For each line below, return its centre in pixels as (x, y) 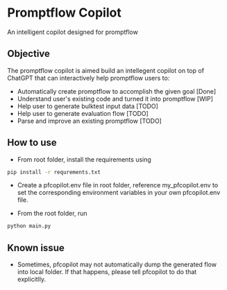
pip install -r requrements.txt (54, 172)
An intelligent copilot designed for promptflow (73, 32)
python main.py (29, 226)
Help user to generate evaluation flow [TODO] (83, 113)
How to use (32, 143)
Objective (29, 54)
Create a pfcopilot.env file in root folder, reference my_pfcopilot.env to (118, 185)
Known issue (36, 248)
